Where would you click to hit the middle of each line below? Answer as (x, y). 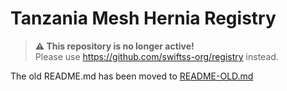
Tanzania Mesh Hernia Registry (143, 18)
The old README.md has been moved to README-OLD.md (132, 76)
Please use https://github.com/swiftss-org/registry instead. (156, 56)
